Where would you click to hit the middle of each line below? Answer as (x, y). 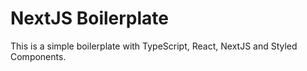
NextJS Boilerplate (89, 18)
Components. (38, 56)
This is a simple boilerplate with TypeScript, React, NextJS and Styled (154, 46)
